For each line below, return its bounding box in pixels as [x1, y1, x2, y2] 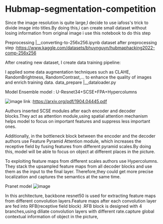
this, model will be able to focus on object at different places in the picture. [5, 149, 155, 154]
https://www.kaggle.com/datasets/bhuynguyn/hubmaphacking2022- [16, 45, 155, 50]
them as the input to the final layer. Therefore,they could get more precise [5, 168, 154, 174]
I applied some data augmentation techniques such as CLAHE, [5, 69, 131, 75]
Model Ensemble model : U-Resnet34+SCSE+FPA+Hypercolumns [5, 89, 138, 95]
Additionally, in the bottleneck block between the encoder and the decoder [5, 133, 156, 139]
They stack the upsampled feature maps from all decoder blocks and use [5, 163, 152, 169]
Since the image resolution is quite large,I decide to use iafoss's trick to [5, 20, 149, 25]
